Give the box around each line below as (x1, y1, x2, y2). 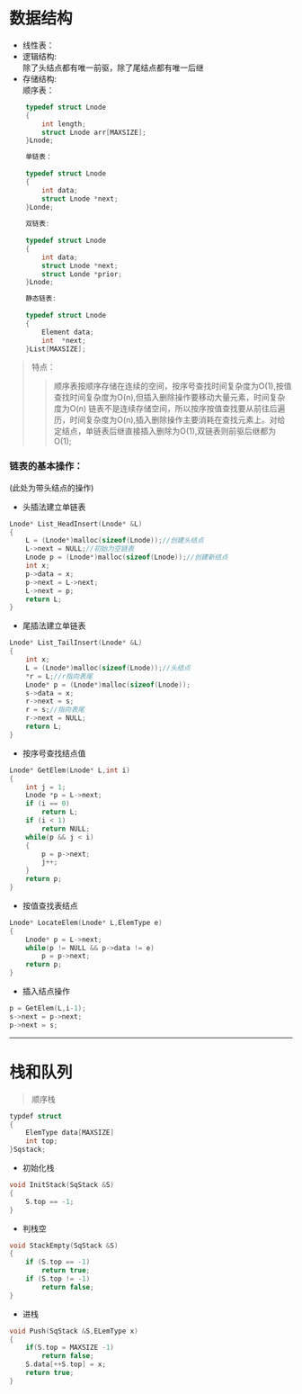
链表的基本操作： (9, 460, 84, 472)
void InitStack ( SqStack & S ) (9, 1181, 115, 1190)
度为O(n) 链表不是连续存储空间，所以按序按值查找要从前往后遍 (53, 403, 286, 414)
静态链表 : (25, 294, 57, 303)
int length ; (41, 119, 87, 129)
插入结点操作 (22, 986, 70, 997)
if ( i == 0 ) (25, 799, 70, 808)
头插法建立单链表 (22, 501, 86, 512)
